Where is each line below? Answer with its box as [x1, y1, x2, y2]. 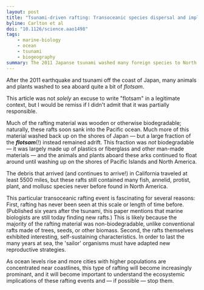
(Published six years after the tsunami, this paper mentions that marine [6, 207, 183, 214]
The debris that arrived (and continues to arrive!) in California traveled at [6, 169, 188, 177]
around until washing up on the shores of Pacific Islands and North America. [6, 158, 197, 165]
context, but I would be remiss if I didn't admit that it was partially [6, 101, 170, 108]
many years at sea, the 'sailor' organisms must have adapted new [6, 239, 171, 246]
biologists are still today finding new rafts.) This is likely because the [6, 214, 177, 221]
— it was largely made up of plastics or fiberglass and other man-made [6, 145, 184, 152]
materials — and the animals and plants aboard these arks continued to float [6, 151, 197, 158]
